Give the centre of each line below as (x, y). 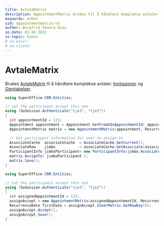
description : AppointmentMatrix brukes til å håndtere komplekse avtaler (82, 14)
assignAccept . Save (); (31, 215)
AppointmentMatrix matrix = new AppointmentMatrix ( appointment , (76, 129)
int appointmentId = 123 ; (36, 120)
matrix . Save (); (25, 161)
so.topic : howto (21, 37)
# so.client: (18, 46)
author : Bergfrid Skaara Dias (36, 28)
